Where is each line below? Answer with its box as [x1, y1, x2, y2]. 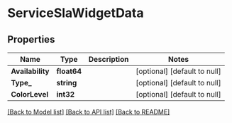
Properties [7, 33, 55, 46]
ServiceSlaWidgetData [7, 5, 144, 21]
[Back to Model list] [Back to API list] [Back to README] [7, 108, 170, 116]
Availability [11, 66, 50, 76]
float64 [56, 66, 82, 76]
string [56, 78, 77, 87]
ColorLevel [11, 90, 49, 99]
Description [88, 55, 129, 64]
